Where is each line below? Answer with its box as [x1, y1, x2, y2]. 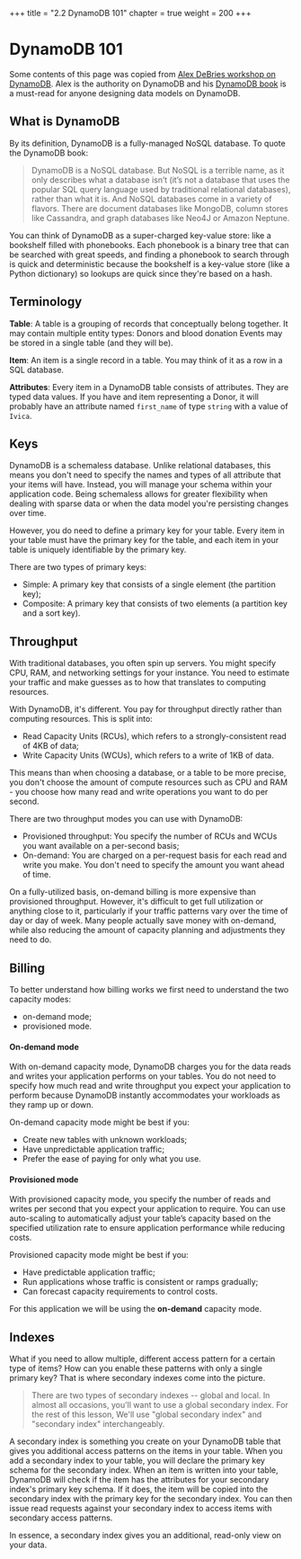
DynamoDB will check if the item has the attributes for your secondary [9, 1474, 270, 1485]
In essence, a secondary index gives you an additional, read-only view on [9, 1530, 281, 1541]
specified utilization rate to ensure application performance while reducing [9, 1223, 286, 1234]
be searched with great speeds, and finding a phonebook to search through [9, 249, 290, 260]
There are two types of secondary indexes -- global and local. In [31, 1390, 270, 1401]
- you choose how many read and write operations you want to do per [9, 787, 269, 797]
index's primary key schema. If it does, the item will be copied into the [9, 1483, 269, 1495]
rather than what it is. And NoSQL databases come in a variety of [31, 193, 272, 204]
